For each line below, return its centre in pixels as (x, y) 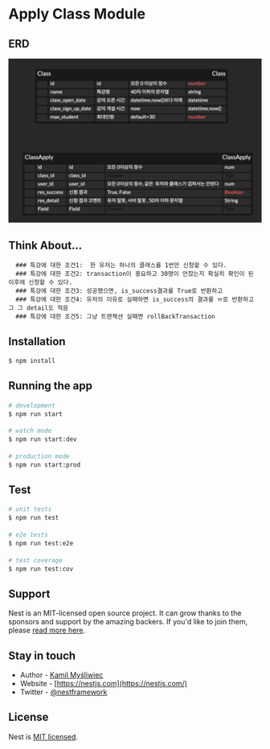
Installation (37, 342)
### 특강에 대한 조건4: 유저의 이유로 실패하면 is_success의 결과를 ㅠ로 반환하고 (135, 300)
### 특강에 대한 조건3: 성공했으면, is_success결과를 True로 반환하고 (119, 291)
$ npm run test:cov (41, 569)
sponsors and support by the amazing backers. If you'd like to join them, (128, 622)
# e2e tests (28, 535)
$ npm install (32, 360)
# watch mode (30, 431)
